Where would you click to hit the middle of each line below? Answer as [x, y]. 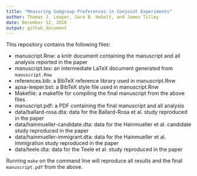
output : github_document [36, 28]
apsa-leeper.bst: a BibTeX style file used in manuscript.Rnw [86, 87]
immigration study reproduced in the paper [66, 143]
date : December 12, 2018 [36, 22]
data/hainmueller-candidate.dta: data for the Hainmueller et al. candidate [103, 124]
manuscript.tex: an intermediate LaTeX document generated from [94, 69]
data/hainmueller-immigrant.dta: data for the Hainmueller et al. [90, 137]
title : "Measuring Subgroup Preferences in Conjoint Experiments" [89, 11]
